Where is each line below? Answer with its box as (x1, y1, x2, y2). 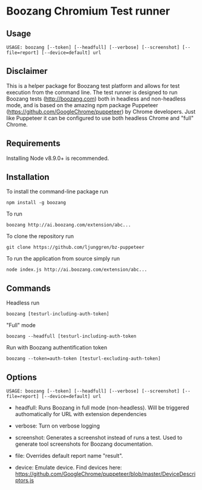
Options (6, 372, 37, 382)
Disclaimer (6, 66, 48, 76)
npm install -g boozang (6, 200, 67, 206)
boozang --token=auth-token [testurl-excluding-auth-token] (6, 356, 161, 362)
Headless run (6, 299, 40, 306)
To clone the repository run (6, 233, 74, 240)
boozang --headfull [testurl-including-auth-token (6, 333, 137, 340)
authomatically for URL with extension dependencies (15, 411, 147, 418)
